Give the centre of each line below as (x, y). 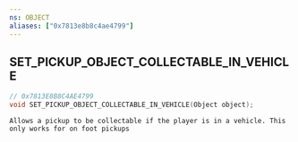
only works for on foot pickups (69, 129)
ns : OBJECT (30, 17)
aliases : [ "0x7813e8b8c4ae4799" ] (72, 26)
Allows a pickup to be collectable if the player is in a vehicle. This (148, 121)
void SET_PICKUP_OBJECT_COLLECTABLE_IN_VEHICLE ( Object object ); (132, 105)
